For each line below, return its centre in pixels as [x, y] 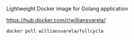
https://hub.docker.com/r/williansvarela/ [56, 20]
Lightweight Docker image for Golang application [67, 9]
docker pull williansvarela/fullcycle [55, 31]
